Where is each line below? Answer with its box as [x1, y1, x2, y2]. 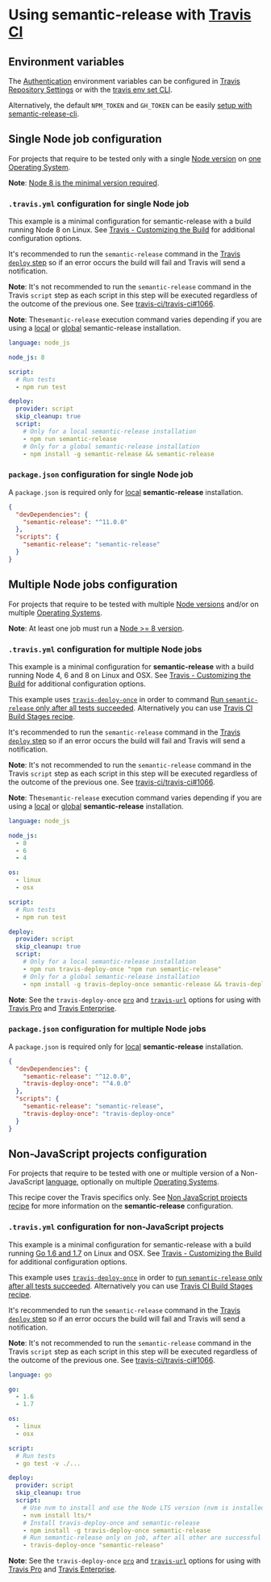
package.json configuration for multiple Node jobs [8, 1023, 206, 1035]
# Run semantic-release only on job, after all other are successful [23, 1534, 262, 1542]
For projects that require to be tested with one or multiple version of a [8, 1168, 240, 1178]
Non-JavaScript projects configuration [8, 1147, 207, 1160]
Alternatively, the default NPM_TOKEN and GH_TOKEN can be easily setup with [8, 101, 252, 110]
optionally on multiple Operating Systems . [80, 1177, 219, 1187]
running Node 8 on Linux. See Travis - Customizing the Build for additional [8, 225, 256, 235]
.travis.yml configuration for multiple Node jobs [8, 643, 202, 655]
